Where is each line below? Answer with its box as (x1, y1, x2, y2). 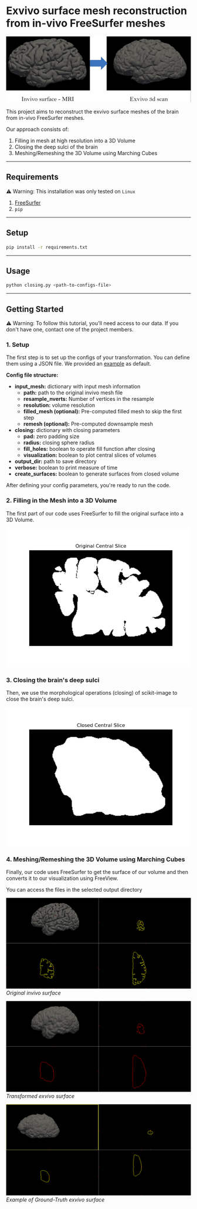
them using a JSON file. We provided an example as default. (6, 360, 151, 367)
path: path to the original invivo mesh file (23, 389, 123, 396)
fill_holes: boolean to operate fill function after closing (23, 446, 155, 453)
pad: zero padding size (23, 433, 80, 440)
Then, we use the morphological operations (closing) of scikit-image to (6, 689, 178, 696)
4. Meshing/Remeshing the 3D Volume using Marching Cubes (6, 855, 185, 863)
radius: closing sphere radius (23, 439, 95, 446)
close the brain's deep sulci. (6, 695, 74, 702)
